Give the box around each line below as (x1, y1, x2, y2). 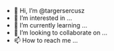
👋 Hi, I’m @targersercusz (13, 7, 85, 14)
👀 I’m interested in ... (13, 14, 73, 22)
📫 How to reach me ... (13, 37, 78, 44)
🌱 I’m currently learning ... (13, 21, 88, 29)
